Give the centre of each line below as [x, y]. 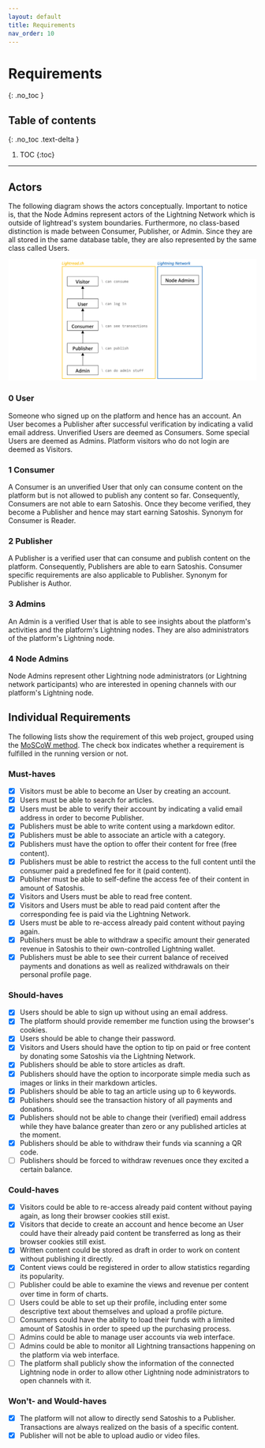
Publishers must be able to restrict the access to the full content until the [138, 862]
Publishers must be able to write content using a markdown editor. [127, 826]
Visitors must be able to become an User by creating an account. [125, 791]
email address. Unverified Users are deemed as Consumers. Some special [129, 432]
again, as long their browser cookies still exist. [95, 1216]
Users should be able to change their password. [97, 1039]
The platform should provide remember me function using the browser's [137, 1022]
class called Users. [39, 248]
